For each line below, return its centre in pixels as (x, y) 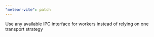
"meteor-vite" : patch (28, 10)
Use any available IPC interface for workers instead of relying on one (77, 24)
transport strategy (24, 29)
